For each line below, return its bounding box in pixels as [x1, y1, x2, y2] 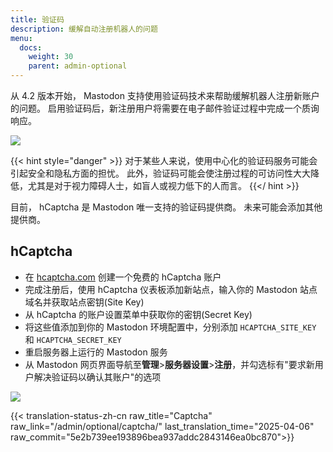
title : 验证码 [10, 14, 65, 25]
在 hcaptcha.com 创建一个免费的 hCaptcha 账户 [24, 271, 222, 283]
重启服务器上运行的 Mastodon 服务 [24, 346, 168, 358]
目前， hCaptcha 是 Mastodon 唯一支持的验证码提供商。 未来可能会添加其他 [10, 201, 323, 213]
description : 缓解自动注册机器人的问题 [10, 24, 158, 34]
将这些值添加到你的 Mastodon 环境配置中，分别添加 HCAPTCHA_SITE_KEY [24, 321, 317, 333]
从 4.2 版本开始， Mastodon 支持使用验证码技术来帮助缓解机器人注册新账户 [10, 90, 320, 101]
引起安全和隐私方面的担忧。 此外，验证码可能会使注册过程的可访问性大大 [10, 167, 311, 179]
